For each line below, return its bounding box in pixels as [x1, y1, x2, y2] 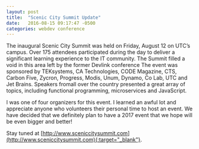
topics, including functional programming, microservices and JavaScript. [6, 87, 187, 94]
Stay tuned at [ [6, 130, 43, 137]
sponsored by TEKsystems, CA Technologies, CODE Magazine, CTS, [6, 68, 177, 75]
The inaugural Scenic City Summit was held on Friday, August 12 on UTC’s [6, 42, 191, 49]
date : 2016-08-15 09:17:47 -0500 [6, 20, 96, 26]
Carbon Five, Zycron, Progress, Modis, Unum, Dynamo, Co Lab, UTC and [6, 74, 188, 81]
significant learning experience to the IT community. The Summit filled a [6, 55, 185, 62]
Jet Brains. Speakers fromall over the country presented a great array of [6, 81, 186, 88]
